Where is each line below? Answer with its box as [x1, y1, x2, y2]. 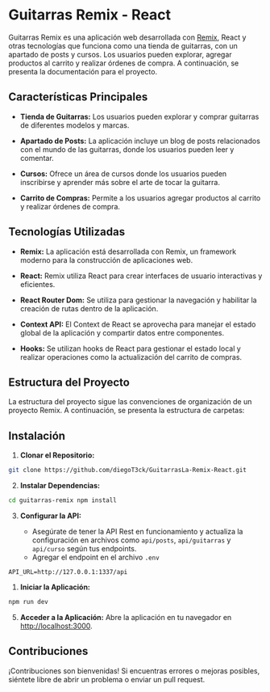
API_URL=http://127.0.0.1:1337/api [8, 568, 128, 576]
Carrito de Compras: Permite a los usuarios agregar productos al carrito [19, 192, 261, 203]
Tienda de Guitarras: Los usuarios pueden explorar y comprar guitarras [19, 112, 260, 121]
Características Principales [8, 91, 148, 104]
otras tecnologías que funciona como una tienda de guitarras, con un [8, 40, 238, 50]
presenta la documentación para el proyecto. [8, 66, 158, 76]
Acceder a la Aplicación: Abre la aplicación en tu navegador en [19, 612, 232, 622]
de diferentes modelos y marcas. [19, 120, 130, 130]
